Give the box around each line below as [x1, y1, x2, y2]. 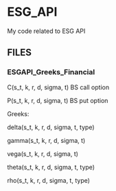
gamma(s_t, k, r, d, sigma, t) [7, 136, 86, 144]
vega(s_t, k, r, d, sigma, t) [7, 149, 79, 158]
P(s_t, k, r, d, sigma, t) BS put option [7, 96, 108, 104]
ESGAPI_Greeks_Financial [7, 67, 95, 77]
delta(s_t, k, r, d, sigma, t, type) [7, 123, 95, 131]
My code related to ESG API [7, 27, 86, 35]
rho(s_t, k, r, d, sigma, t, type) [7, 176, 91, 184]
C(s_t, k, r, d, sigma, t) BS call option [7, 83, 110, 91]
